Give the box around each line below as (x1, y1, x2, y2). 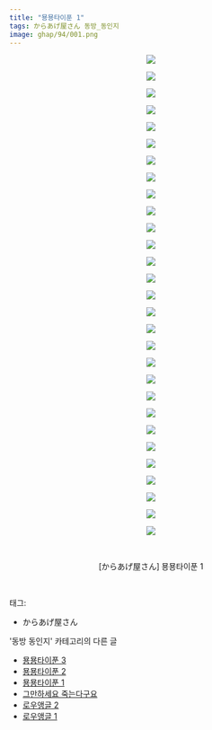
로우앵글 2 (22, 699, 59, 710)
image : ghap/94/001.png (9, 30, 99, 39)
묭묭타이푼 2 (22, 666, 66, 677)
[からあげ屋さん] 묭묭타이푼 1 (98, 561, 204, 572)
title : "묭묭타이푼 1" (9, 13, 85, 22)
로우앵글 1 (22, 711, 57, 722)
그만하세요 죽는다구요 (22, 689, 98, 699)
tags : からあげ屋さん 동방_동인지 (9, 22, 119, 31)
